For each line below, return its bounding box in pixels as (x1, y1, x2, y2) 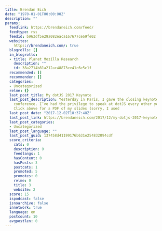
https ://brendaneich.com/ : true (13, 43, 79, 48)
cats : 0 (13, 142, 29, 147)
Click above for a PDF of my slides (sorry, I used (13, 106, 120, 111)
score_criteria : (9, 138, 42, 143)
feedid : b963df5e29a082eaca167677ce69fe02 (9, 34, 96, 39)
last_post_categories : (9, 120, 55, 124)
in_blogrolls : (9, 52, 38, 57)
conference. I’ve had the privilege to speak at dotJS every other (13, 102, 152, 107)
